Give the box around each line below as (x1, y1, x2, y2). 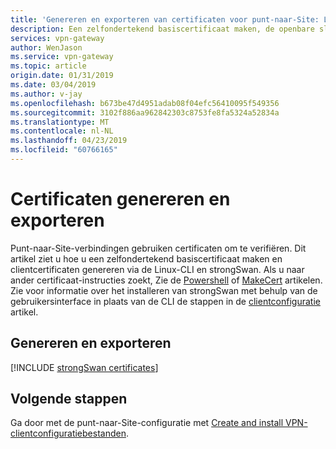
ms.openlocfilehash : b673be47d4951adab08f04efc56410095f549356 (10, 98, 280, 108)
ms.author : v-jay (10, 89, 83, 99)
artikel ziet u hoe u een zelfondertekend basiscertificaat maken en (10, 252, 283, 265)
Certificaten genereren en (10, 188, 231, 211)
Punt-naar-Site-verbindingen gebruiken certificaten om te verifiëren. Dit (10, 242, 307, 254)
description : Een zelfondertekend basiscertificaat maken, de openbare (10, 24, 315, 34)
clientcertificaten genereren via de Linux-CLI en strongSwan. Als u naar (10, 263, 305, 275)
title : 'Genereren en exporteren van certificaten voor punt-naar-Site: (10, 14, 320, 25)
